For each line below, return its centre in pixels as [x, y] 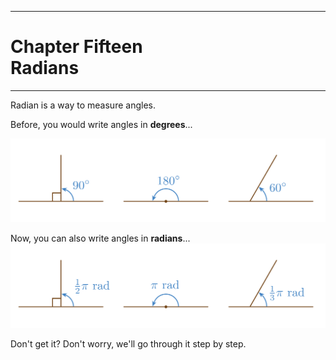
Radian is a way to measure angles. [83, 105]
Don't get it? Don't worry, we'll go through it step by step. [128, 343]
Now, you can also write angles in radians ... [100, 238]
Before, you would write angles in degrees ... [101, 124]
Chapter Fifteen [76, 47]
